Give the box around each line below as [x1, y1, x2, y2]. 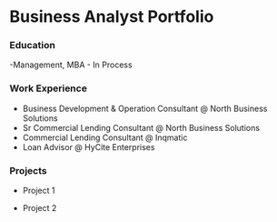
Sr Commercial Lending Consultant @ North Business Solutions [22, 122, 261, 133]
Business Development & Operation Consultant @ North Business [22, 103, 268, 114]
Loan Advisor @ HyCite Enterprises [22, 141, 155, 152]
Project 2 [22, 203, 57, 214]
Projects [9, 164, 47, 177]
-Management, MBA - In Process [9, 59, 134, 70]
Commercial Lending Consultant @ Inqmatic [22, 132, 188, 143]
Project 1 [22, 185, 55, 197]
